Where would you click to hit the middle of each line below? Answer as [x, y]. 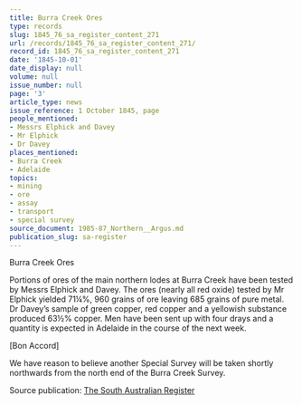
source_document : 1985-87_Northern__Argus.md [96, 228]
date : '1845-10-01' [46, 60]
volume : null [34, 77]
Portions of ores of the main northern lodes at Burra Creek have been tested [151, 280]
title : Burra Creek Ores [56, 18]
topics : [24, 178]
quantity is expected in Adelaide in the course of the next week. [128, 328]
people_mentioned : [44, 119]
